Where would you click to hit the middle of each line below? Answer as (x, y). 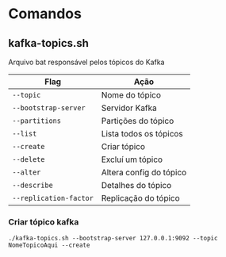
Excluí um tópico (132, 159)
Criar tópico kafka (44, 221)
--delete (29, 159)
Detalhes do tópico (136, 185)
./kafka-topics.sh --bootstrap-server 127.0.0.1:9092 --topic (113, 239)
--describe (33, 185)
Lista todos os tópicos (142, 134)
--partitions (37, 121)
